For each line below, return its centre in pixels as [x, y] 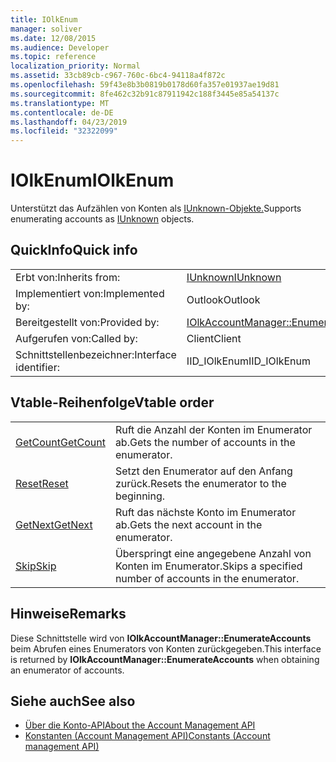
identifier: [38, 367]
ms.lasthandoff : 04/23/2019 [69, 122]
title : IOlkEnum [44, 19]
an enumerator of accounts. [67, 670]
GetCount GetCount [60, 442]
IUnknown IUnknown [234, 277]
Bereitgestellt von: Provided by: [87, 322]
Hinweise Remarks [68, 614]
